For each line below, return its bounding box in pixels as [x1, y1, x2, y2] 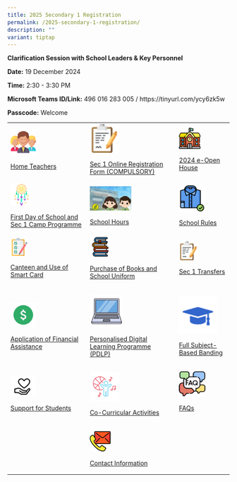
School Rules [178, 218, 217, 227]
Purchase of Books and [89, 264, 157, 273]
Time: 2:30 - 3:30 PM [7, 81, 71, 89]
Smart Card [10, 271, 44, 279]
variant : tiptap [7, 34, 55, 41]
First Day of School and [10, 212, 79, 221]
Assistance [10, 342, 43, 350]
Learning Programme [89, 342, 152, 350]
